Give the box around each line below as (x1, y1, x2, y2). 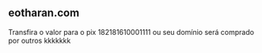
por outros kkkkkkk (8, 36, 71, 45)
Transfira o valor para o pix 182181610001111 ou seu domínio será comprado (8, 27, 255, 36)
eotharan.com (8, 6, 80, 20)
